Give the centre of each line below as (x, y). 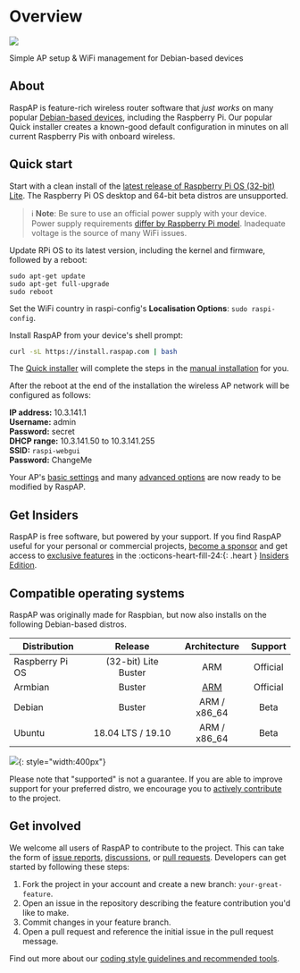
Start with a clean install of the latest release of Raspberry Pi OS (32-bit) (142, 186)
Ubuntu (29, 733)
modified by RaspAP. (48, 487)
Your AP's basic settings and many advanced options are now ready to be (145, 478)
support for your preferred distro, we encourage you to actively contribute (146, 789)
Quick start (41, 164)
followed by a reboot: (48, 259)
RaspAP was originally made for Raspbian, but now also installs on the (138, 615)
